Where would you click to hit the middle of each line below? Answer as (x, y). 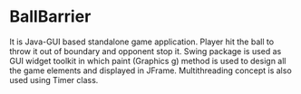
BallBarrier (50, 17)
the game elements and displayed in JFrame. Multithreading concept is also (150, 70)
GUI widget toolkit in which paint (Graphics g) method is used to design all (148, 61)
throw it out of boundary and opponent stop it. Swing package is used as (146, 51)
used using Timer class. (54, 80)
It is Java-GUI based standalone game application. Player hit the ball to (142, 42)
